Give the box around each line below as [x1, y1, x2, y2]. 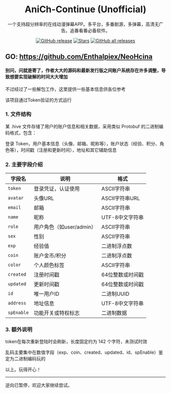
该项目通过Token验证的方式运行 [5, 97, 72, 103]
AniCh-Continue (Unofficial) [24, 4, 147, 15]
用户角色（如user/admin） [34, 223, 97, 230]
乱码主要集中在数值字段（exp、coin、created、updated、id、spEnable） [5, 349, 159, 355]
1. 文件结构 [5, 111, 32, 118]
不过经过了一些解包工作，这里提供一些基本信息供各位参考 [5, 86, 126, 92]
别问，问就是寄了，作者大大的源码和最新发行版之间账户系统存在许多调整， [5, 67, 161, 73]
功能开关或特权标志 [34, 309, 80, 317]
